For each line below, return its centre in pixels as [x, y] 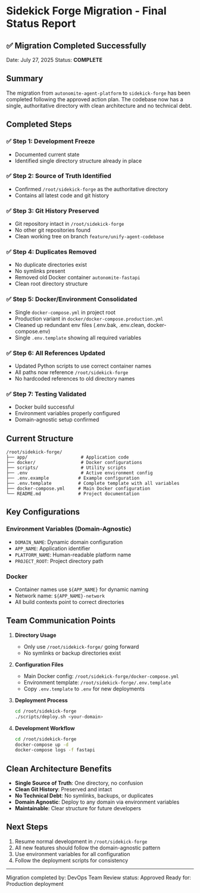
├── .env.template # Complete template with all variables [93, 484]
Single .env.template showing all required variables [78, 337]
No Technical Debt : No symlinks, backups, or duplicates [84, 796]
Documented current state [47, 154]
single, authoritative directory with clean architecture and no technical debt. [99, 105]
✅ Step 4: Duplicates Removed [51, 252]
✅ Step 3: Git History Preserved [53, 211]
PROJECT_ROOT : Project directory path [59, 561]
